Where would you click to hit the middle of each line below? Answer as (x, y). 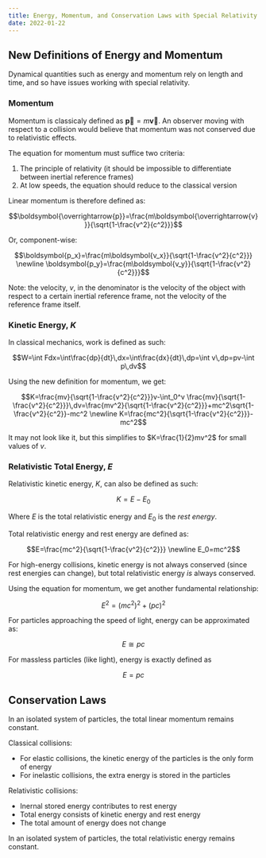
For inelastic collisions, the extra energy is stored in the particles (125, 775)
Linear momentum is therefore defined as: (77, 200)
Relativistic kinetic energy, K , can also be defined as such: (103, 484)
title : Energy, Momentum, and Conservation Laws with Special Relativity (133, 15)
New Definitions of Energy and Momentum (116, 55)
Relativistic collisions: (43, 790)
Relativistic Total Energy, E (61, 466)
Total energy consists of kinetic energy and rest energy (110, 814)
